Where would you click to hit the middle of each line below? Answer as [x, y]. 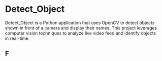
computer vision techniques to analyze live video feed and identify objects [81, 33]
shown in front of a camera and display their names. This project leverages [81, 28]
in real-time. [17, 38]
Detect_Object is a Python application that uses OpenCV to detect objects [80, 23]
